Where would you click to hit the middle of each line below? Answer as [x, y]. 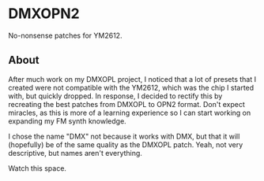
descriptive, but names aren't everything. [75, 153]
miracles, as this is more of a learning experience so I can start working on [130, 113]
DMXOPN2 [44, 14]
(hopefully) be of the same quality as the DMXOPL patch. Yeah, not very [126, 144]
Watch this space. [38, 168]
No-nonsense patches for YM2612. [65, 35]
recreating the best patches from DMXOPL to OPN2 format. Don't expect [126, 104]
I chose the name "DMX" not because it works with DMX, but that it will [124, 136]
